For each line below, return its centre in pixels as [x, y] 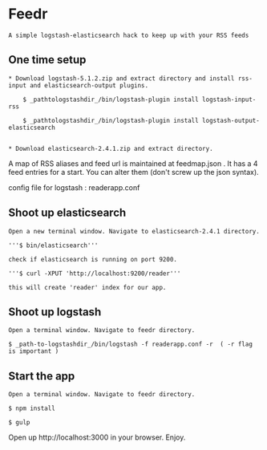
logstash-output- [231, 120]
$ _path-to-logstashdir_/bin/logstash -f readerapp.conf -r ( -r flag [130, 345]
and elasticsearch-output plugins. [89, 85]
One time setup [47, 60]
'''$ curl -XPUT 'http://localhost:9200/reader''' [95, 274]
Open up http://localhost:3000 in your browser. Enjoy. [97, 437]
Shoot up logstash [55, 312]
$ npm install [32, 409]
